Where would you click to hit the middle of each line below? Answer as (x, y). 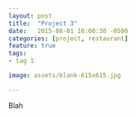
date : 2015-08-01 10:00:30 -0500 (68, 31)
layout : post (30, 16)
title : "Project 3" (43, 23)
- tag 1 (21, 61)
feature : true (32, 46)
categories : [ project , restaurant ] (68, 38)
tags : (17, 53)
